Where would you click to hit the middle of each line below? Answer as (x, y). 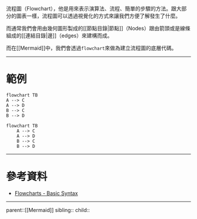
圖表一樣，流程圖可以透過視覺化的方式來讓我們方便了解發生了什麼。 (98, 16)
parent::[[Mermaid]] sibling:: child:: (48, 210)
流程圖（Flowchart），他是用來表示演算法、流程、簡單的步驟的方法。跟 (91, 8)
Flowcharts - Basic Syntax (46, 193)
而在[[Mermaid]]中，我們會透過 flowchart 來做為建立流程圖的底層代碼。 (91, 48)
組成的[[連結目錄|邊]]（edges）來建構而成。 (59, 36)
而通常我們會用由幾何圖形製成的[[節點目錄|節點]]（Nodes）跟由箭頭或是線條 (98, 28)
